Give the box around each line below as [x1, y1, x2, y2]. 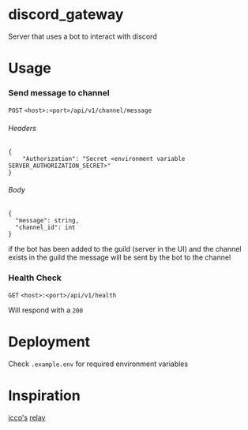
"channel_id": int [15, 223, 77, 231]
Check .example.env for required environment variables [8, 359, 188, 368]
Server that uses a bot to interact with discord [8, 32, 157, 41]
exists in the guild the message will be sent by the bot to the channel [8, 252, 231, 262]
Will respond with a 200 [8, 305, 84, 315]
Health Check [8, 272, 62, 283]
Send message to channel [8, 88, 110, 99]
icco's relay [8, 413, 46, 422]
